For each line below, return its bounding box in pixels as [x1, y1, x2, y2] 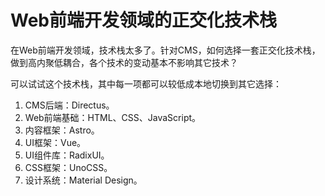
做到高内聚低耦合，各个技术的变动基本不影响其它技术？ [10, 56, 238, 68]
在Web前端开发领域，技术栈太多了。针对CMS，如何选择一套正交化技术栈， [10, 44, 321, 56]
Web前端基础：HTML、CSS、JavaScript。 [24, 111, 202, 123]
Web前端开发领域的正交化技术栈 [10, 9, 277, 32]
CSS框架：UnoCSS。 [24, 161, 113, 173]
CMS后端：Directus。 [24, 99, 115, 111]
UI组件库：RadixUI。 [24, 149, 110, 161]
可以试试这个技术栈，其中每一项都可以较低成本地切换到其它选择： [10, 77, 282, 90]
